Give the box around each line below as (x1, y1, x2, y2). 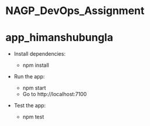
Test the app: (13, 102, 46, 109)
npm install (22, 62, 49, 69)
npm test (22, 113, 44, 121)
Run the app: (13, 73, 45, 80)
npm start (22, 84, 46, 91)
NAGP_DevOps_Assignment (5, 4, 145, 18)
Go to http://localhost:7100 (22, 91, 87, 98)
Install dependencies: (13, 50, 66, 57)
